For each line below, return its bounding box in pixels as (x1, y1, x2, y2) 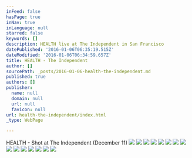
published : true (6, 74, 46, 80)
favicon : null (11, 107, 46, 112)
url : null (11, 101, 35, 107)
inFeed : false (6, 8, 41, 15)
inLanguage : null (6, 25, 49, 31)
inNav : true (6, 19, 35, 25)
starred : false (6, 30, 43, 36)
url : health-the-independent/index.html (6, 112, 107, 118)
